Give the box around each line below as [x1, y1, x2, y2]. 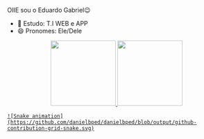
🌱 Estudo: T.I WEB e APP [17, 19, 88, 27]
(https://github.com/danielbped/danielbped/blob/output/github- [7, 119, 197, 126]
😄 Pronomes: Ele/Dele [17, 27, 82, 35]
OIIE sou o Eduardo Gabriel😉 [7, 6, 91, 14]
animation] [32, 113, 64, 120]
